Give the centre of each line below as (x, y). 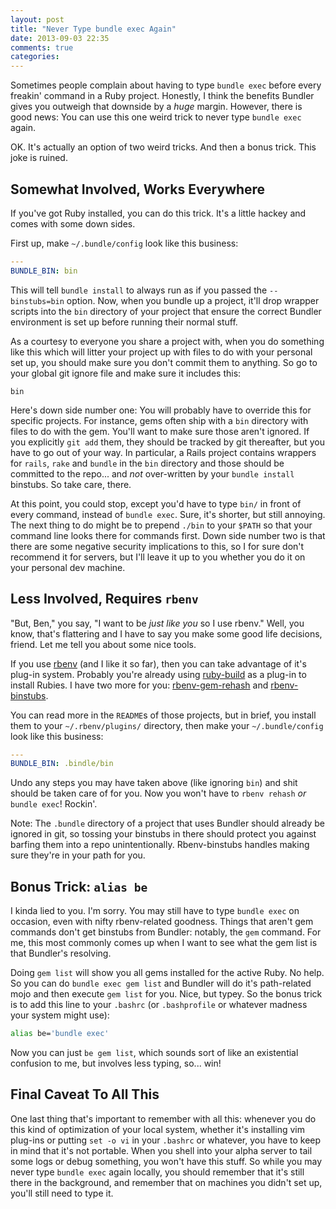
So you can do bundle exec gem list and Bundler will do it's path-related (161, 983)
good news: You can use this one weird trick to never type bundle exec (156, 117)
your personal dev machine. (68, 567)
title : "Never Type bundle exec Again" (93, 29)
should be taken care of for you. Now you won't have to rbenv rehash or (158, 793)
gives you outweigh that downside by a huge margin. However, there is (156, 107)
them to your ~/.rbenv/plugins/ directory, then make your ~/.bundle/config (167, 725)
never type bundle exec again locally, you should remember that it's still (157, 1172)
